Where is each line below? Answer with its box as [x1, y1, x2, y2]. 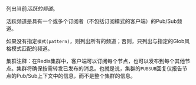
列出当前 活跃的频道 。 [6, 5, 58, 12]
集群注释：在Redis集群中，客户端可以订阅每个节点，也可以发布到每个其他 [6, 58, 185, 64]
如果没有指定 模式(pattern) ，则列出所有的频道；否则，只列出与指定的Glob [6, 38, 185, 44]
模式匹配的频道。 [11, 45, 53, 52]
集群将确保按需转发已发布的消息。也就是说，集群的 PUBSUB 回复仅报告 [16, 65, 182, 72]
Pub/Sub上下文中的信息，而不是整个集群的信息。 [16, 73, 136, 79]
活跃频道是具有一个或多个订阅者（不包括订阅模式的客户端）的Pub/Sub [6, 18, 177, 25]
